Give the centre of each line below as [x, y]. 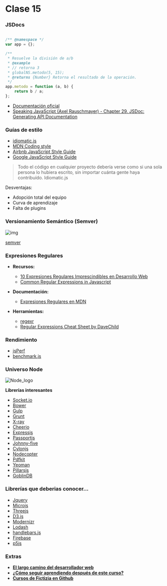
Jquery [20, 500]
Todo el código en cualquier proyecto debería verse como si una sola [90, 167]
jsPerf [19, 351]
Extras [13, 556]
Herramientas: [28, 311]
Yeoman [21, 465]
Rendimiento [21, 340]
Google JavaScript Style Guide [45, 157]
